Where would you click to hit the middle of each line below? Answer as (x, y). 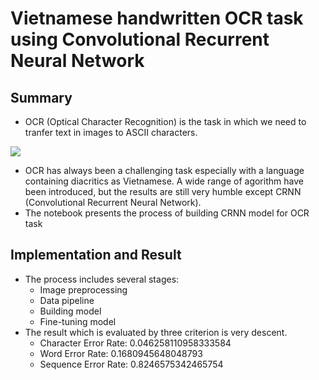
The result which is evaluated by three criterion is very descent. (156, 332)
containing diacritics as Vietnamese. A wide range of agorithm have (164, 181)
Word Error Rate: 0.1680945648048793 (121, 353)
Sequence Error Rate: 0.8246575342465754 (131, 364)
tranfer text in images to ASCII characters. (111, 132)
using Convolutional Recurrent (140, 39)
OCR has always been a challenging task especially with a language (164, 170)
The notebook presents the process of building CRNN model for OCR (167, 213)
